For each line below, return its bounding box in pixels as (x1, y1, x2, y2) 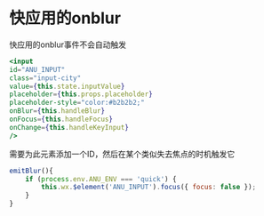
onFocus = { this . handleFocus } (9, 115, 114, 124)
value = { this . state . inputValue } (9, 82, 125, 91)
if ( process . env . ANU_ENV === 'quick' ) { (25, 174, 177, 183)
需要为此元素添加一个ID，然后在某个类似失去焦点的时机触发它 (9, 148, 236, 159)
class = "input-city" (9, 73, 82, 83)
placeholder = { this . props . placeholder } (9, 90, 153, 99)
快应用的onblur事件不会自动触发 (9, 39, 127, 50)
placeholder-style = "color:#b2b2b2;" (9, 99, 145, 108)
